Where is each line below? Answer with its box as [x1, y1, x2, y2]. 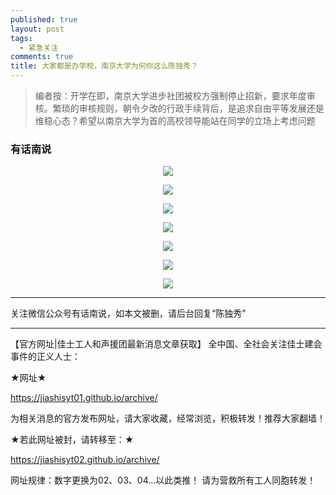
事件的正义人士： [10, 351, 81, 363]
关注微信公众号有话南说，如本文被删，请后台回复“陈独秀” [10, 307, 247, 320]
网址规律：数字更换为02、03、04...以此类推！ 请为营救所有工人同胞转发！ [10, 474, 317, 486]
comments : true [10, 52, 74, 62]
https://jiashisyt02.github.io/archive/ [10, 454, 160, 466]
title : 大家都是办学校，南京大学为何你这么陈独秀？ [10, 61, 198, 71]
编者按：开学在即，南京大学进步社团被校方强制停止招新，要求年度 [34, 90, 307, 101]
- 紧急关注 [19, 42, 59, 53]
